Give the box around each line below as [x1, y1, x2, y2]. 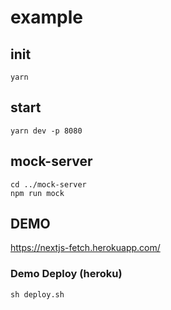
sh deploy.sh [10, 289, 65, 300]
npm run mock [10, 188, 65, 198]
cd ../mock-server [10, 179, 87, 190]
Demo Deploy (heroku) [10, 267, 123, 281]
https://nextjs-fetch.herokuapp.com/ [10, 242, 161, 254]
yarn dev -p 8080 [10, 126, 83, 136]
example [10, 6, 84, 29]
